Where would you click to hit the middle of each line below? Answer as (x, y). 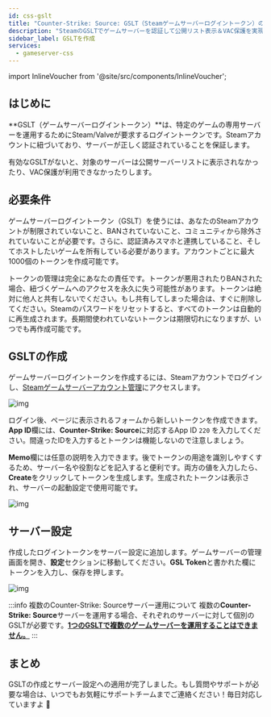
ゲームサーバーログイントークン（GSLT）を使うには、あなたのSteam (123, 221)
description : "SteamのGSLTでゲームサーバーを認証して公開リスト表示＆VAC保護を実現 (136, 31)
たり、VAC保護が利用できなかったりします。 (82, 172)
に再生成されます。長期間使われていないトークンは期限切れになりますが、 (131, 319)
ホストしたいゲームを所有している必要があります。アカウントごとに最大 (135, 251)
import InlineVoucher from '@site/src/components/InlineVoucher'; (118, 76)
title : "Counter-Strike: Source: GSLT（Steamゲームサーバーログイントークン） (133, 23)
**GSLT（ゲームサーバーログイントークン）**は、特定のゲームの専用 (124, 124)
